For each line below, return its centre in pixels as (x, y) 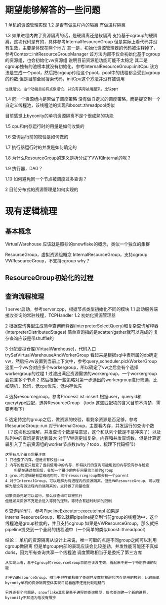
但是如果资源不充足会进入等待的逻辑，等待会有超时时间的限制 (59, 501)
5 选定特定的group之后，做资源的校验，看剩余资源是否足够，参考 (72, 420)
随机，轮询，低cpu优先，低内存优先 (46, 386)
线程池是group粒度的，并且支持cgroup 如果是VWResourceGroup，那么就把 (82, 523)
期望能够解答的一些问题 (53, 10)
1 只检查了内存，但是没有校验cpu (35, 460)
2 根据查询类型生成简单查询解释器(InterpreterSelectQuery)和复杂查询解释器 (82, 326)
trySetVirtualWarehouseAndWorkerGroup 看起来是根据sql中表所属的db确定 (82, 355)
